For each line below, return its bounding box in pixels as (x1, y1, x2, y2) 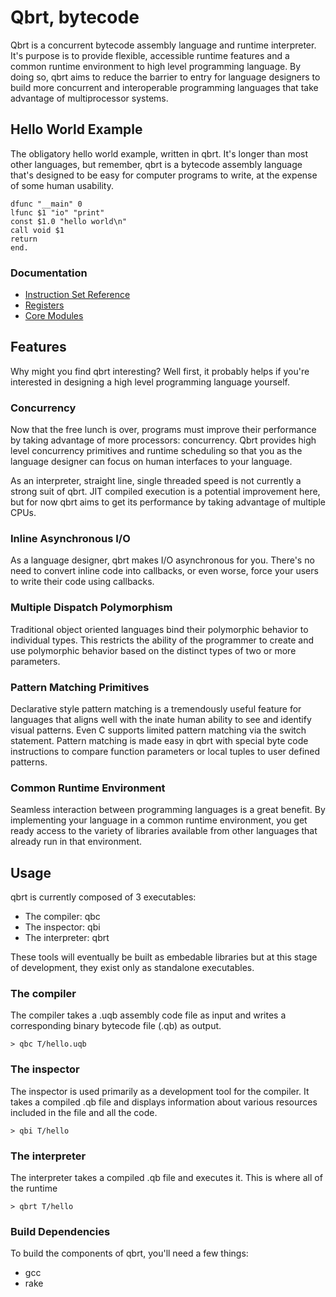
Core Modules (24, 310, 84, 322)
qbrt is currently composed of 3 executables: (10, 891, 197, 903)
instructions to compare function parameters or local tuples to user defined (10, 746, 321, 758)
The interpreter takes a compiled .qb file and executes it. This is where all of (10, 1172, 323, 1184)
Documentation (10, 266, 88, 280)
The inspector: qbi (24, 921, 101, 933)
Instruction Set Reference (24, 289, 131, 301)
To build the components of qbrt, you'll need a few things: (10, 1247, 249, 1260)
